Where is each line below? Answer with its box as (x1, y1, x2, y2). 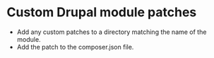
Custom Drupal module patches (6, 4, 197, 21)
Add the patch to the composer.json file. (16, 42, 134, 51)
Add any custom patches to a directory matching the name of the (16, 28, 207, 36)
